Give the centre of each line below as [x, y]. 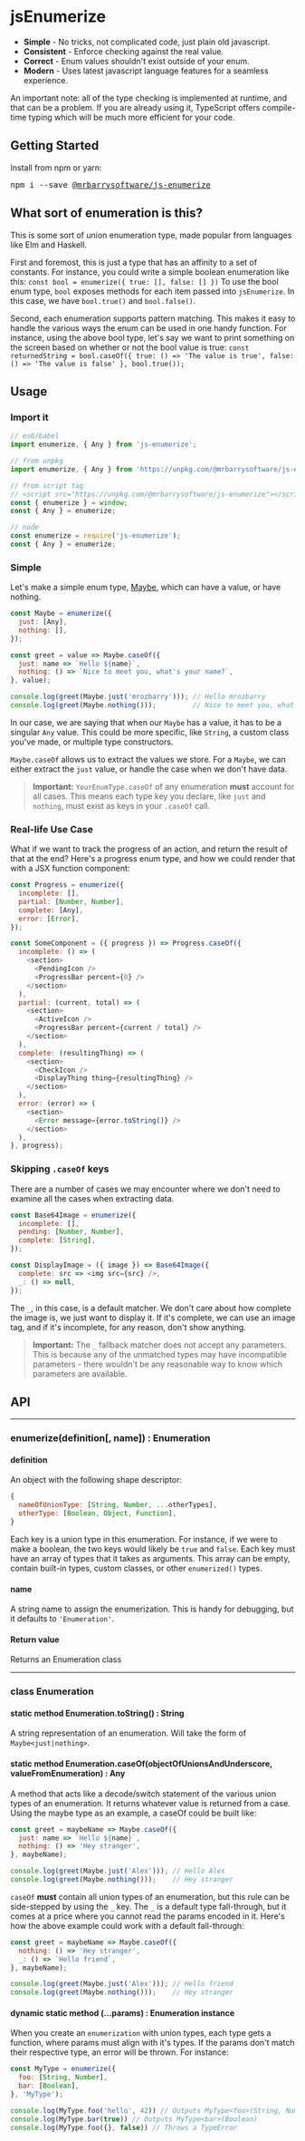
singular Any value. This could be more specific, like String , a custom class [150, 732]
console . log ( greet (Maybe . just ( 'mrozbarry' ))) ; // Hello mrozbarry [138, 697]
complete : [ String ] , [57, 1241]
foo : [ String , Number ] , [63, 2078]
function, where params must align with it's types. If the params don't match [152, 2043]
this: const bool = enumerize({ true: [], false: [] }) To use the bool [144, 281]
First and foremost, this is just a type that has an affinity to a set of [133, 262]
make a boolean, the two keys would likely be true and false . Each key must [153, 1549]
